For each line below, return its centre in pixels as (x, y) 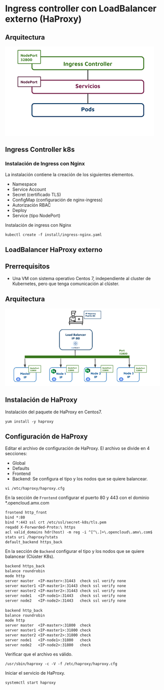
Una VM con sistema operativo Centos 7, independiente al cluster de (82, 278)
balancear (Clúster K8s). (30, 557)
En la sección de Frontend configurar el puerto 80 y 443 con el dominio (77, 498)
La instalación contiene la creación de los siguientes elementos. (69, 174)
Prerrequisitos (27, 267)
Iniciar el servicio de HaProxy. (35, 673)
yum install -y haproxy (29, 421)
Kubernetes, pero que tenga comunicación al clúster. (66, 284)
